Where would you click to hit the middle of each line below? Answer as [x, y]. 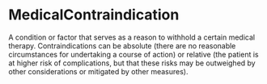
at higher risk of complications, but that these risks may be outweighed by [132, 63]
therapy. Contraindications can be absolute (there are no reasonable [122, 45]
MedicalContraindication [94, 15]
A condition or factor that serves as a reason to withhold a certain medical [132, 37]
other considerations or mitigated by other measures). [98, 71]
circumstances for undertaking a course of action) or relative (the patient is [133, 54]
